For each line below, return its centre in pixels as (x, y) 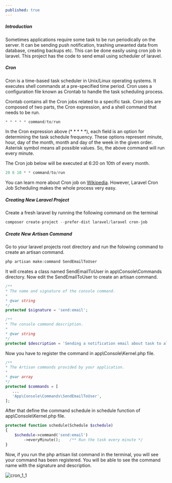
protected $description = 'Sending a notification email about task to (83, 343)
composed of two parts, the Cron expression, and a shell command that (81, 107)
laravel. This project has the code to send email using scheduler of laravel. (84, 56)
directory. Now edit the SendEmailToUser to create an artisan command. (82, 277)
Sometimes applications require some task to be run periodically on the (80, 40)
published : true (23, 10)
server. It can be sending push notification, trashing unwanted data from (81, 45)
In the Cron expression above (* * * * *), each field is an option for (75, 132)
